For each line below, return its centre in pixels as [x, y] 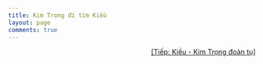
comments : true [33, 30]
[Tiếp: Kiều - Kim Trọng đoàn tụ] [203, 52]
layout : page [29, 23]
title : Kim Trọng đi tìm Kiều [58, 15]
